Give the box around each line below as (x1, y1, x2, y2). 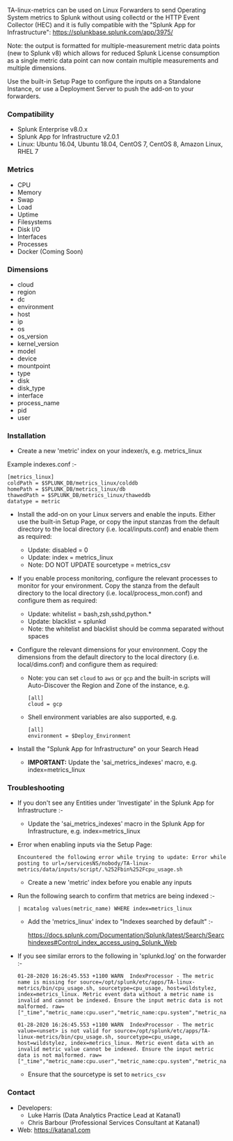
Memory (17, 188, 42, 196)
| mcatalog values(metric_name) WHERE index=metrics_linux (17, 905, 193, 913)
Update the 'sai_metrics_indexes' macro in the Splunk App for (27, 819, 205, 828)
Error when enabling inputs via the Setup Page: (17, 840, 153, 849)
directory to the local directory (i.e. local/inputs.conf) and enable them (17, 525, 219, 533)
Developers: (17, 1103, 52, 1112)
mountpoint (17, 361, 51, 370)
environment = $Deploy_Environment (27, 732, 131, 740)
